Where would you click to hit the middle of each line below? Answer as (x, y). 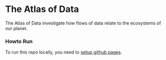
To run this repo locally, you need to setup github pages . (64, 52)
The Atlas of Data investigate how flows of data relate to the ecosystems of (83, 23)
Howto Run (19, 41)
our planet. (16, 28)
